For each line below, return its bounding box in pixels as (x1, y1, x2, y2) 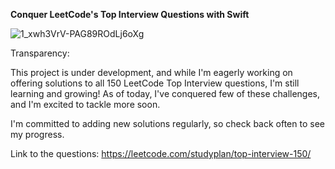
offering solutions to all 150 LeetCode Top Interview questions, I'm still (10, 77, 300, 89)
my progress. (10, 129, 65, 140)
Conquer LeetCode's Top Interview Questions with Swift (10, 9, 250, 20)
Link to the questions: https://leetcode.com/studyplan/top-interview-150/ (10, 148, 312, 159)
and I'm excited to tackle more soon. (10, 99, 161, 110)
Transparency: (10, 47, 70, 59)
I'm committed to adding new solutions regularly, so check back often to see (10, 118, 325, 129)
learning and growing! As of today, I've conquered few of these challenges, (10, 88, 321, 99)
